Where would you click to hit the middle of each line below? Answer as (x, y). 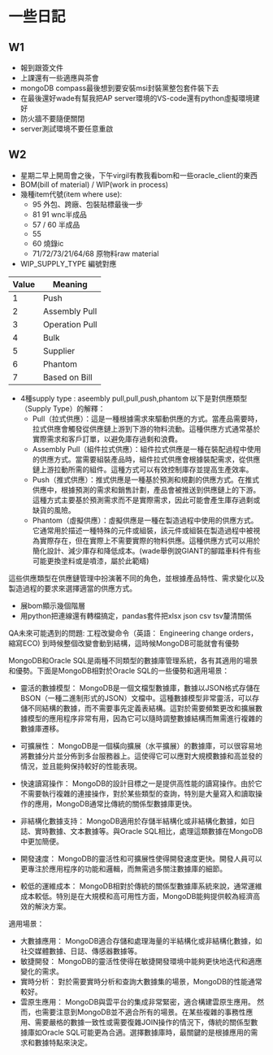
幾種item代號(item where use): (71, 194)
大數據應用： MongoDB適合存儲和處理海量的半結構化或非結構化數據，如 (141, 940)
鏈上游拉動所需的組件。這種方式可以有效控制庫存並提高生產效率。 (143, 469)
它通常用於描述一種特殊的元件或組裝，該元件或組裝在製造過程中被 (143, 530)
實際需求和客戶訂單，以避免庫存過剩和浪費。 (107, 439)
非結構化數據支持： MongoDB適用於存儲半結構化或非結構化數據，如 (134, 821)
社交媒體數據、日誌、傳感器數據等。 (81, 951)
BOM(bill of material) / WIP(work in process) (94, 185)
